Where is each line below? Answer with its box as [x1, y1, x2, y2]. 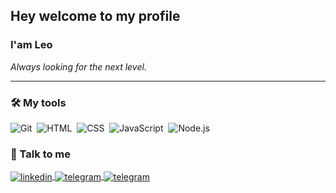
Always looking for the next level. [10, 60, 147, 73]
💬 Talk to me [10, 147, 72, 161]
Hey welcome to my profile [10, 8, 181, 25]
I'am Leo [10, 38, 53, 52]
